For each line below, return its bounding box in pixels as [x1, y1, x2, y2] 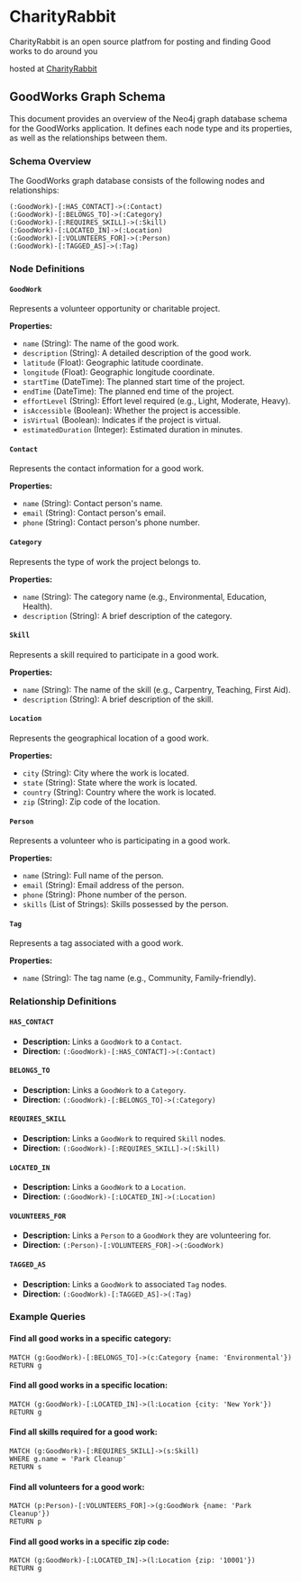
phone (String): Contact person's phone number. [22, 517, 201, 528]
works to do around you [9, 45, 98, 56]
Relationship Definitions [9, 996, 117, 1008]
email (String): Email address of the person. [22, 880, 185, 891]
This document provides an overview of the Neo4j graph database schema [9, 113, 287, 123]
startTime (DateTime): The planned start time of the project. [22, 377, 245, 387]
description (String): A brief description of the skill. [22, 694, 214, 705]
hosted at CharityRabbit [9, 63, 97, 74]
